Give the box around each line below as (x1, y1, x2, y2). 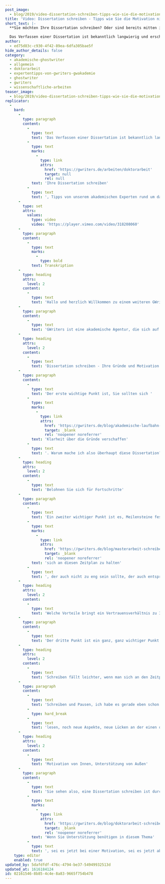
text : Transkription (31, 263, 74, 268)
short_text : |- (5, 21, 36, 26)
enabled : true (14, 857, 43, 862)
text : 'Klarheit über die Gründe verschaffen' (31, 437, 129, 442)
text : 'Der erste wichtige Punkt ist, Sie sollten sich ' (31, 391, 153, 396)
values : (27, 213, 43, 218)
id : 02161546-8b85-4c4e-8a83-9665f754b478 (5, 871, 93, 876)
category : (5, 53, 26, 58)
